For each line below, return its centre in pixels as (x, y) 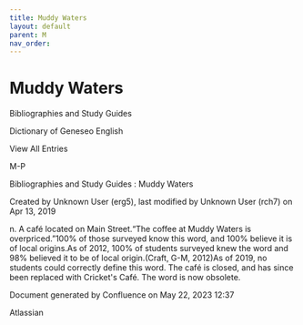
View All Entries (39, 149)
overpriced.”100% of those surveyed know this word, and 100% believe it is (151, 239)
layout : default (40, 26)
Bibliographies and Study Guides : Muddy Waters (101, 184)
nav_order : (30, 43)
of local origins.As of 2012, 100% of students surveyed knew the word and (149, 249)
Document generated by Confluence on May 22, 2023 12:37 (122, 295)
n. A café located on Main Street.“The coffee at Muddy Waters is (131, 229)
